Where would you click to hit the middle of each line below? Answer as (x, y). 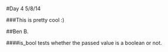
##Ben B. (17, 31)
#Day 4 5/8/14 (24, 9)
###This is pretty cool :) (35, 20)
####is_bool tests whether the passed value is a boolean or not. (84, 43)
